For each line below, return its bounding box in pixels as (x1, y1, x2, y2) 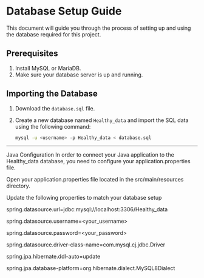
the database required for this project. (6, 30, 101, 38)
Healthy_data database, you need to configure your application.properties (6, 158, 191, 165)
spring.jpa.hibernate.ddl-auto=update (6, 253, 101, 260)
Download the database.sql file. (15, 104, 95, 112)
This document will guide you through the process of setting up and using (6, 24, 191, 32)
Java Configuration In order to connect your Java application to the (6, 151, 174, 158)
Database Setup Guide (6, 4, 122, 18)
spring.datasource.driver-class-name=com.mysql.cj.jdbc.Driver (6, 241, 166, 248)
